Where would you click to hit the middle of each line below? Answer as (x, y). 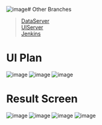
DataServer (35, 21)
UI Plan (24, 58)
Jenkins (31, 34)
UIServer (32, 27)
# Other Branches (49, 9)
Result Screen (42, 99)
